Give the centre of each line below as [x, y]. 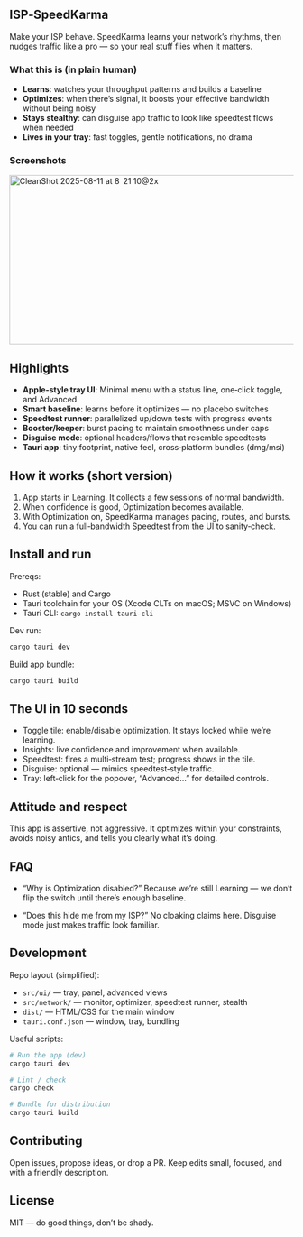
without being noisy [59, 108]
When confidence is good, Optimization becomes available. [133, 507]
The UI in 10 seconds [69, 709]
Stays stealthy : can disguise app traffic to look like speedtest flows [148, 118]
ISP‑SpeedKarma [59, 15]
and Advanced [50, 400]
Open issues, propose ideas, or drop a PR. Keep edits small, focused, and [146, 1162]
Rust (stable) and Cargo [66, 594]
